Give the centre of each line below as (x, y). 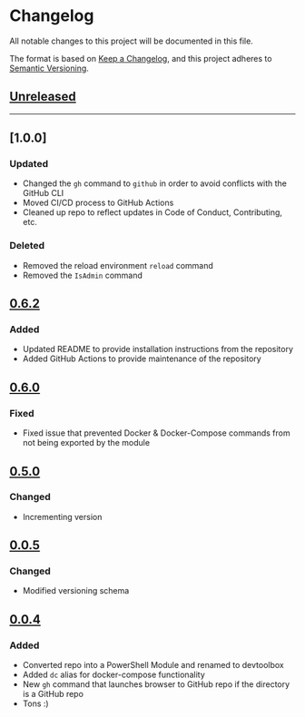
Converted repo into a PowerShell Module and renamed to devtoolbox (153, 665)
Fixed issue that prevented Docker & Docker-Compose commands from (156, 433)
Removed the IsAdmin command (83, 275)
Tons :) (35, 703)
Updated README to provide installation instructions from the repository (157, 349)
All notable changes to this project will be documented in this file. (132, 41)
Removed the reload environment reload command (118, 265)
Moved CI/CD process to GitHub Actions (98, 203)
